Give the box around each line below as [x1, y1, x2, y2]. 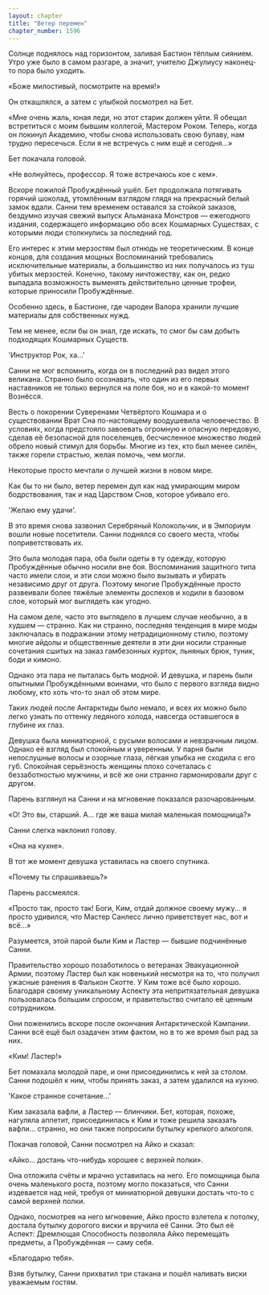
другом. [8, 779, 36, 788]
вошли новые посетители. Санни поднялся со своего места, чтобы [8, 529, 239, 540]
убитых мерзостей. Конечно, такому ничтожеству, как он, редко [8, 269, 230, 279]
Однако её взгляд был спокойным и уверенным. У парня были [8, 744, 223, 754]
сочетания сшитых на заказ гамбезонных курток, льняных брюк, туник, [8, 646, 255, 656]
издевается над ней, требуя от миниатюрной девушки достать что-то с [8, 1188, 255, 1198]
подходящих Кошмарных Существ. [8, 335, 129, 345]
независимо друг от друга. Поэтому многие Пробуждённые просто [8, 579, 242, 589]
